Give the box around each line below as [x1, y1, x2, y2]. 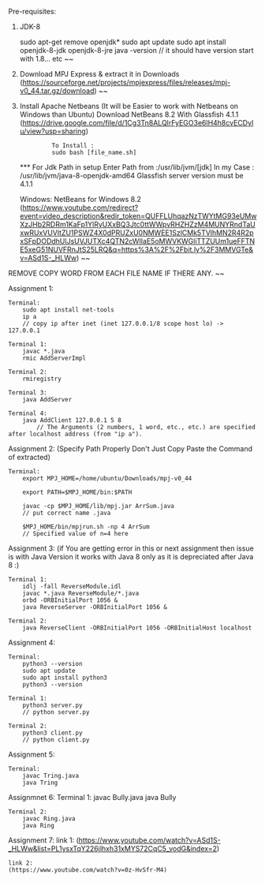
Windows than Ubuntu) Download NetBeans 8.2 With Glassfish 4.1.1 [19, 110, 239, 119]
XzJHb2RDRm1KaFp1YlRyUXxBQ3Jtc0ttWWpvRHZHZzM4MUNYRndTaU [19, 220, 256, 229]
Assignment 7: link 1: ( [8, 835, 79, 845]
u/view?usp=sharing [19, 126, 87, 136]
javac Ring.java [22, 815, 77, 823]
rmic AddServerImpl [22, 354, 87, 362]
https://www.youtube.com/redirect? [22, 203, 139, 212]
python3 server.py [22, 701, 83, 709]
